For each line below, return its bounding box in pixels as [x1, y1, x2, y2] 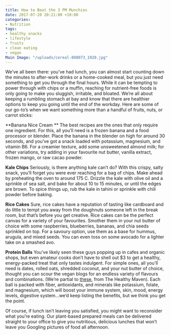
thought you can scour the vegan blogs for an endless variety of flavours [5, 271, 158, 277]
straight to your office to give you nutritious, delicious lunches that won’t [5, 319, 157, 325]
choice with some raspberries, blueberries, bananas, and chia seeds [5, 223, 149, 229]
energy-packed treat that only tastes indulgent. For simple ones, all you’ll [5, 260, 158, 266]
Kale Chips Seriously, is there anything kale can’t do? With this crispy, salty [5, 164, 164, 171]
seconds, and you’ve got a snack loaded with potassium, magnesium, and [5, 138, 161, 144]
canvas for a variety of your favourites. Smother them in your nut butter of [5, 218, 161, 224]
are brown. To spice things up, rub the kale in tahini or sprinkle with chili [5, 186, 156, 192]
